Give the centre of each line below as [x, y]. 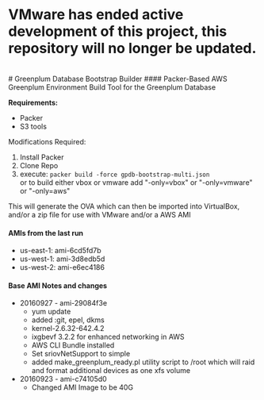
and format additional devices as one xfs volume [111, 371]
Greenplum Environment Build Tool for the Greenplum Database [112, 87]
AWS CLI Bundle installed [73, 345]
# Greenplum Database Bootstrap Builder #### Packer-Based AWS [118, 79]
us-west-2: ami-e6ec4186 [62, 267]
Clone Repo [39, 165]
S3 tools [33, 126]
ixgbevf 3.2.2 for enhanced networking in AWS [108, 337]
